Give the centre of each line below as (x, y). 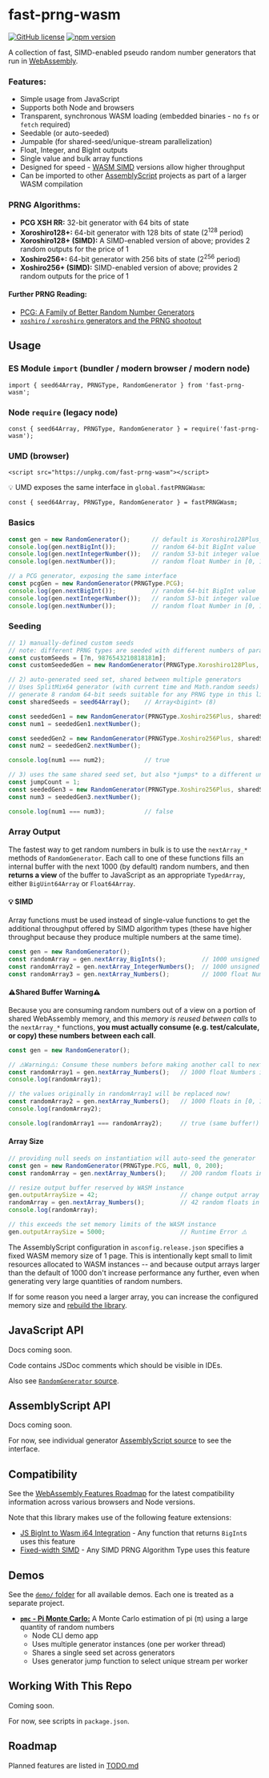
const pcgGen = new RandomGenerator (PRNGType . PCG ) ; (96, 584)
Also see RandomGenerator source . (64, 1381)
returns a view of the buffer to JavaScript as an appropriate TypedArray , (127, 875)
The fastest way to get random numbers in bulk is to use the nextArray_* (128, 849)
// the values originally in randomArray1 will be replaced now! (119, 1094)
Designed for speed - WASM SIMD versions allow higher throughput (132, 167)
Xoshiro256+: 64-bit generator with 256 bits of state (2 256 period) (130, 258)
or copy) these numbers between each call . (82, 1035)
